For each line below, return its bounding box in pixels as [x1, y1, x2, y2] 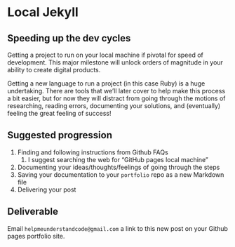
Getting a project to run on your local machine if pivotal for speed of [7, 51, 203, 59]
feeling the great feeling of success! [7, 109, 112, 117]
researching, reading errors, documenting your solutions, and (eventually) [7, 102, 221, 109]
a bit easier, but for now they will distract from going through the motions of [7, 94, 226, 102]
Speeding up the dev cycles [7, 32, 131, 44]
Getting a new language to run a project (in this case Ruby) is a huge [7, 79, 206, 88]
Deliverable [7, 206, 58, 218]
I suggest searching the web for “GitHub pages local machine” [27, 155, 209, 163]
